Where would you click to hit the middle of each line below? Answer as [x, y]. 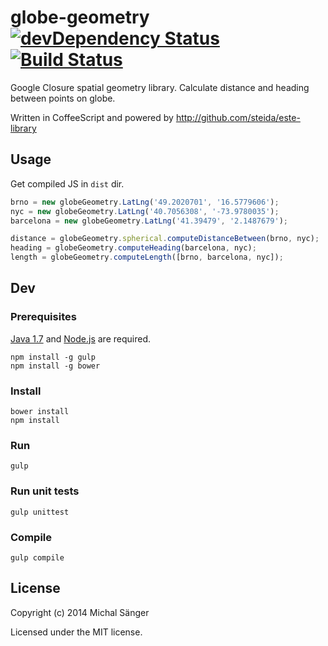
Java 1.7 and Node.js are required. [80, 338]
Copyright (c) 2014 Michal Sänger [80, 612]
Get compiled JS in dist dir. [67, 183]
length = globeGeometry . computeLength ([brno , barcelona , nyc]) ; [147, 257]
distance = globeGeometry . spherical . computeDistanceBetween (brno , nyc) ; [165, 239]
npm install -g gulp [53, 357]
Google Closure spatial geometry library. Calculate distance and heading [160, 87]
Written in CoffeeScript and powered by [92, 117]
